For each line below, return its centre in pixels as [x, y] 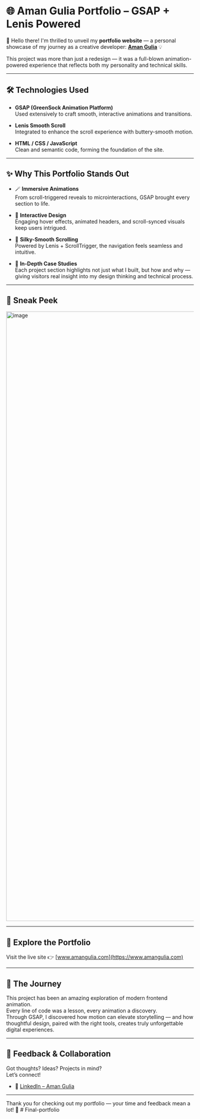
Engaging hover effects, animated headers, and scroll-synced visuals [100, 221]
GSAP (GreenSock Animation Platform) [64, 107]
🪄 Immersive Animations [47, 188]
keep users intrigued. [41, 228]
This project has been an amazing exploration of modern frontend [87, 998]
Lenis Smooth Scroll [40, 125]
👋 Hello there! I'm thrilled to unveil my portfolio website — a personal [91, 41]
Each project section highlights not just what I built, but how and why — [102, 270]
